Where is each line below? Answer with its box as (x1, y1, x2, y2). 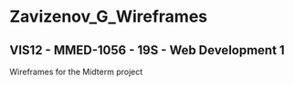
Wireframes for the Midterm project (9, 66, 143, 77)
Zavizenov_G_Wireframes (9, 6, 208, 27)
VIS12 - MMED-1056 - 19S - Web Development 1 (9, 43, 285, 58)
